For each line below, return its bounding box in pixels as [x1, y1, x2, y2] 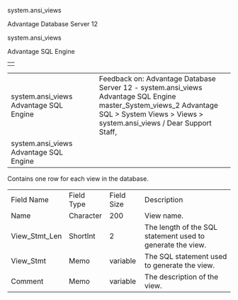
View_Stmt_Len [11, 231, 62, 240]
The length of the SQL [144, 223, 218, 232]
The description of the [144, 272, 219, 282]
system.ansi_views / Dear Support [98, 118, 212, 128]
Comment [11, 277, 44, 286]
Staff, [98, 127, 118, 137]
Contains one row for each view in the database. [7, 174, 149, 183]
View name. [144, 211, 184, 221]
